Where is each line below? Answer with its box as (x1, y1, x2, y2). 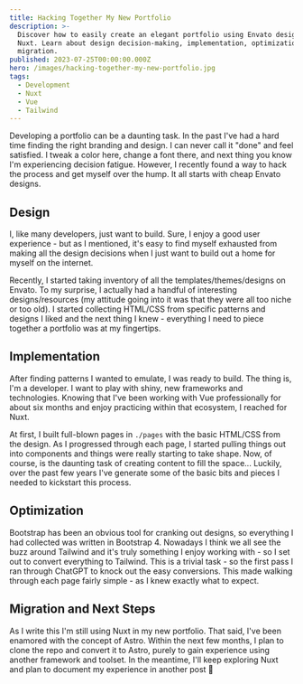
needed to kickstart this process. (9, 476, 132, 488)
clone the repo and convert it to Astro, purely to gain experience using (9, 644, 271, 655)
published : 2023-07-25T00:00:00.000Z (9, 55, 151, 64)
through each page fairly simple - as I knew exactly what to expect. (9, 575, 260, 586)
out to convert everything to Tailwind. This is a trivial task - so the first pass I (9, 556, 294, 567)
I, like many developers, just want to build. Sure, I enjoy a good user (9, 229, 261, 239)
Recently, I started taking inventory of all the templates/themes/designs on (9, 275, 286, 286)
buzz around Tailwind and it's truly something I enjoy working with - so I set (9, 546, 290, 557)
